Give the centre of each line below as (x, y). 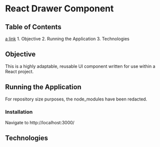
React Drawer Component (59, 9)
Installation (19, 112)
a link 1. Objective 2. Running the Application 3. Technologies (67, 39)
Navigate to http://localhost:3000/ (40, 122)
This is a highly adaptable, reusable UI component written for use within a (80, 66)
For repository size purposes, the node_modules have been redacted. (76, 99)
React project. (19, 71)
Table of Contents (33, 27)
